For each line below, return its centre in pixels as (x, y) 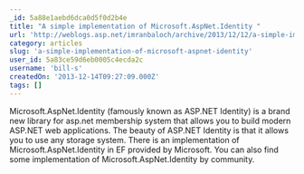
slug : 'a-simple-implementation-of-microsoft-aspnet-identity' (131, 52)
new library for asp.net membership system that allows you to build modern (150, 121)
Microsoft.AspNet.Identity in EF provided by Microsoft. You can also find (144, 150)
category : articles (46, 43)
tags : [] (26, 85)
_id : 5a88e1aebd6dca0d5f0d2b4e (68, 18)
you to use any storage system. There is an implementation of (124, 140)
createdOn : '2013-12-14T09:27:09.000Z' (85, 77)
